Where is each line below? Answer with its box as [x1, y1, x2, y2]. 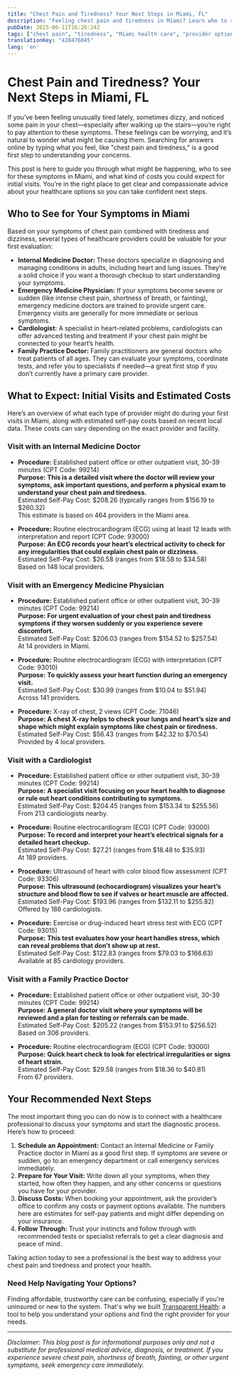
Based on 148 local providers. [17, 562, 105, 570]
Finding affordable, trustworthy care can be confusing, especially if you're [7, 1294, 225, 1303]
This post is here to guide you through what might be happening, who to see [7, 165, 231, 173]
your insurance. [17, 1216, 64, 1225]
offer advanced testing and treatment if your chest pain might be [17, 331, 208, 340]
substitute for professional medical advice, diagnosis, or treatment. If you [7, 1345, 223, 1354]
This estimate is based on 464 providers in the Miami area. [17, 511, 191, 519]
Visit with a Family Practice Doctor [7, 974, 129, 984]
